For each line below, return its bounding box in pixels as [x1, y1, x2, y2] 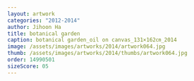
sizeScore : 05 [7, 63, 49, 70]
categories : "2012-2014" [7, 17, 80, 24]
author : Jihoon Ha [7, 23, 61, 30]
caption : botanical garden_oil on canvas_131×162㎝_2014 [7, 37, 178, 44]
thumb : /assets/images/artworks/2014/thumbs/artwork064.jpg [7, 50, 188, 57]
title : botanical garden [7, 30, 80, 37]
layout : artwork [7, 10, 55, 18]
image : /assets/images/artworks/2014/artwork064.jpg [7, 43, 166, 50]
